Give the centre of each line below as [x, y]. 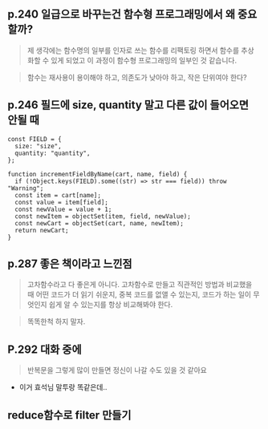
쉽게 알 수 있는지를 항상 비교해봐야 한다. [111, 305]
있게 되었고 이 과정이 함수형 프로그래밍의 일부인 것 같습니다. [144, 60]
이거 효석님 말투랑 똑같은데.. [63, 387]
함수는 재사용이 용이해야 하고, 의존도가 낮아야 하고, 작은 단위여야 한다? [137, 77]
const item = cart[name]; [58, 195]
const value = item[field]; [62, 202]
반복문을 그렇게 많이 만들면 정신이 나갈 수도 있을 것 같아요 [117, 370]
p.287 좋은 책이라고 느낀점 [70, 264]
